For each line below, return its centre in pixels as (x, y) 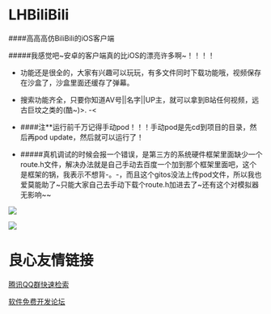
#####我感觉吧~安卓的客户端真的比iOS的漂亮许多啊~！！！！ (112, 55)
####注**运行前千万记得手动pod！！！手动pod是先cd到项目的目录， (135, 127)
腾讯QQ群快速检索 (39, 284)
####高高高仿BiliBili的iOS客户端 (61, 38)
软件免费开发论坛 (37, 301)
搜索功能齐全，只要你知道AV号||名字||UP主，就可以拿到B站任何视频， (136, 99)
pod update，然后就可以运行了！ (89, 137)
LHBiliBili (39, 15)
